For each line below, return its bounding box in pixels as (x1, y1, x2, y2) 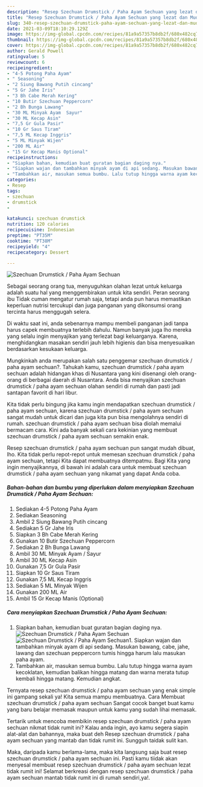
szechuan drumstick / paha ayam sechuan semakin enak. (7, 433, 149, 440)
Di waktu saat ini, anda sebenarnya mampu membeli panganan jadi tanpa (7, 320, 189, 327)
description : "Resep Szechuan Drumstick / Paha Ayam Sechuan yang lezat (7, 8, 193, 15)
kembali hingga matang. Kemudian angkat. (15, 675, 122, 682)
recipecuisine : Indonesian (7, 227, 75, 233)
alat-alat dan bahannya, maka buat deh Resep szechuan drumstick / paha (7, 730, 190, 738)
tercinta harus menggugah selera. (7, 308, 91, 316)
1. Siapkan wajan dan (129, 636, 181, 644)
